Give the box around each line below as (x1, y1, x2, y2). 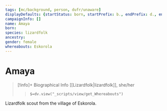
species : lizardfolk (5, 30, 48, 35)
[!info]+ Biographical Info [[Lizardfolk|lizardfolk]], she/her (17, 82, 135, 88)
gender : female (5, 40, 37, 45)
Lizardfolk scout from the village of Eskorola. (5, 100, 97, 106)
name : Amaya (5, 21, 30, 26)
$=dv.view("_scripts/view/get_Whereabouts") (29, 91, 124, 97)
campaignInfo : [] (5, 16, 41, 21)
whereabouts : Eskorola (5, 44, 52, 49)
